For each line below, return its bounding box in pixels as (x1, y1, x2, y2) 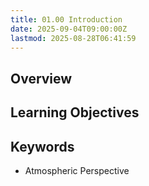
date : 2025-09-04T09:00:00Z (10, 24, 128, 34)
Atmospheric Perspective (24, 164, 130, 176)
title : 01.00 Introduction (10, 14, 123, 25)
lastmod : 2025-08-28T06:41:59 (10, 33, 137, 43)
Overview (10, 70, 73, 87)
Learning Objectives (10, 104, 140, 121)
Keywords (10, 138, 75, 155)
